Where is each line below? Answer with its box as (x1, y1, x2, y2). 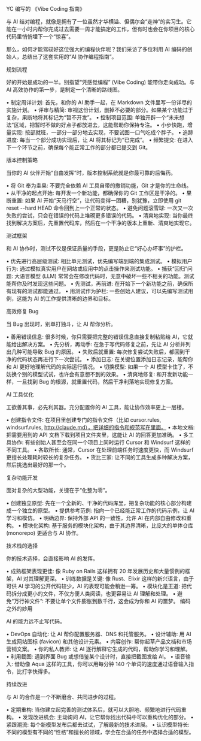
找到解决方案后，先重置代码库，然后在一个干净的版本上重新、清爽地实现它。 (6, 219, 195, 226)
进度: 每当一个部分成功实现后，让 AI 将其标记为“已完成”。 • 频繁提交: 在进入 (6, 137, 193, 143)
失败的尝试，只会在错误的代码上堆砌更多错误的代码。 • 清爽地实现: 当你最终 (6, 212, 193, 219)
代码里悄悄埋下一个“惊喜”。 (6, 33, 74, 40)
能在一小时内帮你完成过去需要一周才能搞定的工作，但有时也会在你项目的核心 (6, 26, 195, 32)
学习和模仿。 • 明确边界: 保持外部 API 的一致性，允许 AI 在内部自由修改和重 (6, 515, 192, 521)
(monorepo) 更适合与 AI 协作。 (6, 530, 82, 536)
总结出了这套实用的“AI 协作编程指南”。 (22, 53, 117, 60)
